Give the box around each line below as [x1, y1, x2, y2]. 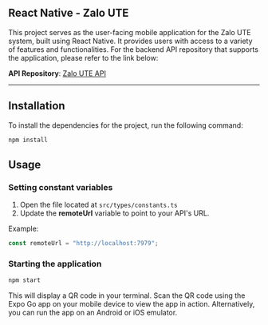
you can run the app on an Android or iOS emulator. [8, 307, 178, 318]
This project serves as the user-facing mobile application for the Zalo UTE [8, 27, 251, 37]
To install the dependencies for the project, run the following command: [8, 120, 243, 130]
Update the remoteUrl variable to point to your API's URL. [19, 208, 210, 218]
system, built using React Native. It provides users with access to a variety [8, 36, 253, 46]
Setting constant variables [8, 181, 113, 192]
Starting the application [8, 258, 102, 269]
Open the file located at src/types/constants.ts [19, 200, 178, 210]
